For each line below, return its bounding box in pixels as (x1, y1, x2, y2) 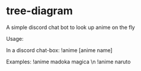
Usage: (6, 35, 24, 42)
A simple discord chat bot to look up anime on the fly (6, 24, 135, 31)
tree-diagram (6, 4, 73, 18)
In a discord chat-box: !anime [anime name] (6, 46, 113, 54)
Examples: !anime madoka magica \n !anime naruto (6, 58, 131, 65)
